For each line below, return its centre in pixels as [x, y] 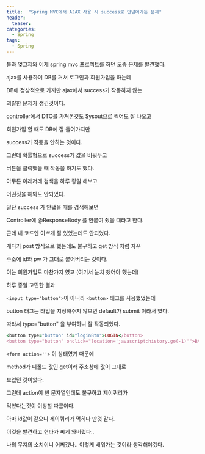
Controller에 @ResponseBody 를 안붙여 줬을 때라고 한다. [75, 220]
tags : [13, 40]
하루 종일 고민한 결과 [31, 285]
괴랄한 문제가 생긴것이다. [36, 103]
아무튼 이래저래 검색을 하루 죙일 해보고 [52, 181]
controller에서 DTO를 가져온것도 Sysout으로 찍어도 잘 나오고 [79, 116]
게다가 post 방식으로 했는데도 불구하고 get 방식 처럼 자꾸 [74, 246]
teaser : [22, 23]
